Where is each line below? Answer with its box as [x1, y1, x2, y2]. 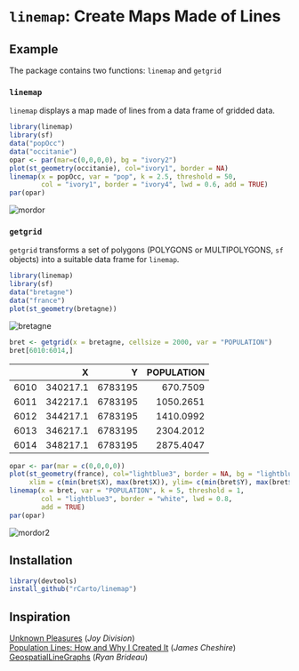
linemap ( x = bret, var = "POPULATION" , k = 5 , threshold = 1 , [9, 486, 245, 495]
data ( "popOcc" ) [9, 140, 66, 148]
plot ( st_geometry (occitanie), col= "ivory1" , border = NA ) [9, 164, 229, 172]
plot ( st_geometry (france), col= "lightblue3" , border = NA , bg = [9, 469, 253, 479]
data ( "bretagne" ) [9, 288, 74, 297]
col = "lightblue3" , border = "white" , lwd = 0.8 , [41, 495, 233, 504]
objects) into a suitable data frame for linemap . [9, 254, 180, 265]
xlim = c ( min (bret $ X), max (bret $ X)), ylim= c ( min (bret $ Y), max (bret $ [28, 478, 293, 487]
